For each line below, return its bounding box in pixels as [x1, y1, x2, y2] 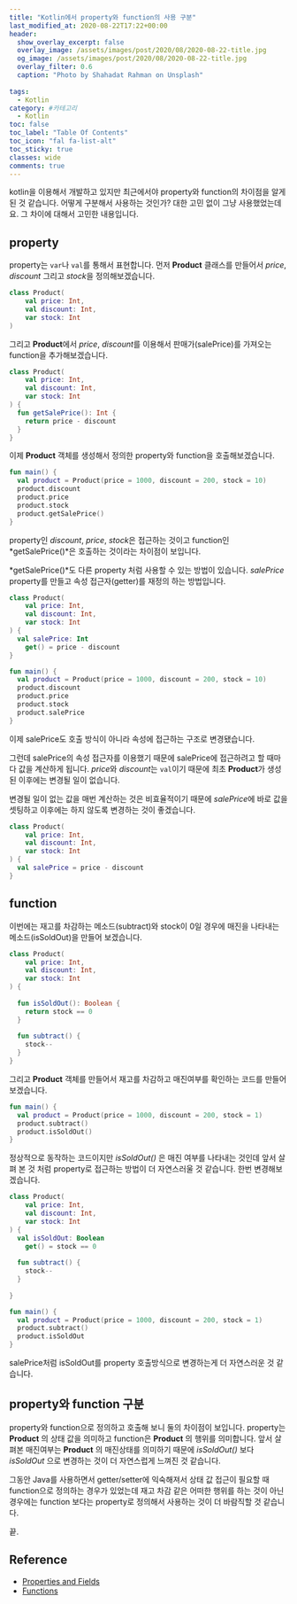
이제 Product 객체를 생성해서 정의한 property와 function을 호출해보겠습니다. [9, 450, 276, 461]
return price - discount [25, 417, 117, 425]
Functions [21, 1585, 59, 1596]
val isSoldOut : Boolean [17, 1234, 104, 1242]
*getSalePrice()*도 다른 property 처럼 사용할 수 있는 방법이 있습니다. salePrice [9, 565, 285, 575]
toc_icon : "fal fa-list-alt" [9, 136, 117, 145]
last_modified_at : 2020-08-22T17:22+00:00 [9, 21, 168, 30]
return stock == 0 [25, 1007, 93, 1016]
